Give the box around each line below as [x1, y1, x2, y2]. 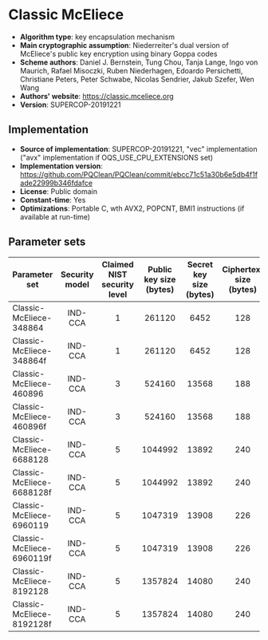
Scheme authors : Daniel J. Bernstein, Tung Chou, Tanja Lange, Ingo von [19, 57, 258, 67]
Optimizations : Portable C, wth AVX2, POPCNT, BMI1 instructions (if [19, 203, 245, 213]
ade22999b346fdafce [19, 178, 93, 188]
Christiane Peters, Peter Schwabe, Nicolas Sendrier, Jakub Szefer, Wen [19, 74, 255, 84]
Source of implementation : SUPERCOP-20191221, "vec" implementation [19, 144, 258, 153]
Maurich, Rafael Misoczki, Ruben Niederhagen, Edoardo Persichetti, [19, 65, 243, 75]
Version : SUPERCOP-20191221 [19, 100, 121, 109]
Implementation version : [19, 161, 104, 171]
